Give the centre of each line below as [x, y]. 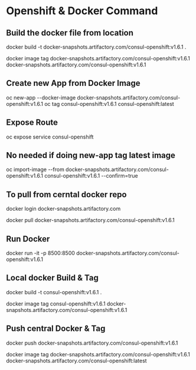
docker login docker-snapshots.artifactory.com [63, 209]
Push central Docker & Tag [56, 329]
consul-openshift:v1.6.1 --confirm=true [91, 176]
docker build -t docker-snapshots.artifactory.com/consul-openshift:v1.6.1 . [96, 47]
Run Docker [28, 239]
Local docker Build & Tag [52, 278]
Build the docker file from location [70, 33]
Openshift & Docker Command [82, 11]
